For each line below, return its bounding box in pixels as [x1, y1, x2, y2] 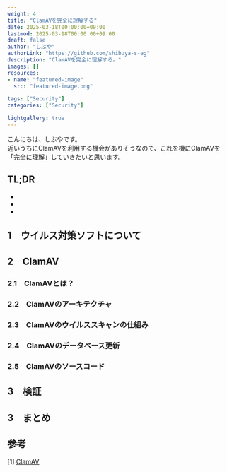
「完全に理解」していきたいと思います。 [7, 153, 125, 161]
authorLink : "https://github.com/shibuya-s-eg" [7, 50, 151, 57]
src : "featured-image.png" [13, 83, 93, 90]
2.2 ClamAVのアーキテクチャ [7, 300, 112, 309]
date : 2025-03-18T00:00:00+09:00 [7, 23, 106, 30]
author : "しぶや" [7, 43, 55, 50]
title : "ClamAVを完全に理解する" [7, 17, 98, 24]
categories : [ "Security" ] [7, 102, 83, 110]
